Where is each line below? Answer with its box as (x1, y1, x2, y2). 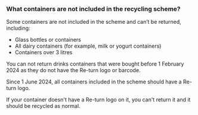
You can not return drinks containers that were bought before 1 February (6, 60, 184, 67)
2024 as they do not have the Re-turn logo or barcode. (6, 67, 141, 74)
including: (6, 24, 31, 32)
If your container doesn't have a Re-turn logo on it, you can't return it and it (6, 96, 191, 103)
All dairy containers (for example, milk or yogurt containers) (14, 42, 162, 49)
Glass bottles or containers (14, 36, 82, 43)
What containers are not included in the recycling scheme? (6, 5, 181, 13)
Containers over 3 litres (14, 49, 73, 56)
